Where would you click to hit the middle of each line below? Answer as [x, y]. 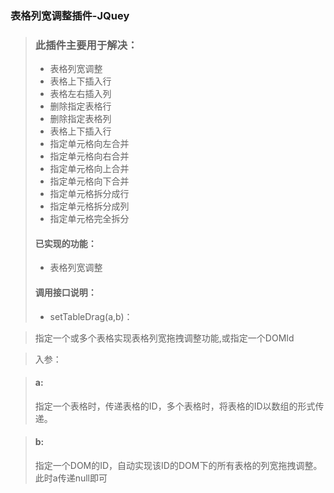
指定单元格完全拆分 [89, 219]
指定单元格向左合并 [89, 144]
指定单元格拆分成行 [89, 194]
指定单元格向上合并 [89, 169]
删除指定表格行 [80, 106]
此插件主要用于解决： [86, 45]
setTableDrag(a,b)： [91, 316]
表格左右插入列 [80, 94]
